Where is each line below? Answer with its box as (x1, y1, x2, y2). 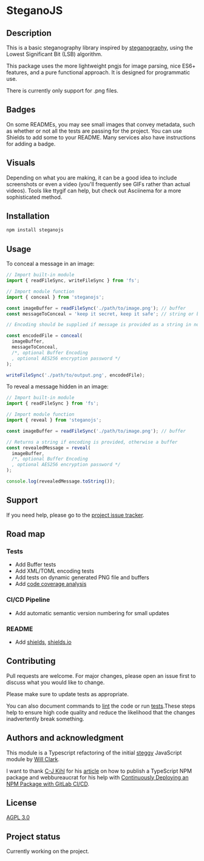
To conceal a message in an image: (6, 260, 95, 268)
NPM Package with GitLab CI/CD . (6, 780, 90, 787)
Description (6, 28, 52, 38)
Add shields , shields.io (15, 638, 72, 646)
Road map (6, 529, 46, 539)
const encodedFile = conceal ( (6, 333, 83, 339)
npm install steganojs (6, 227, 64, 233)
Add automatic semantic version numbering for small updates (15, 609, 169, 616)
